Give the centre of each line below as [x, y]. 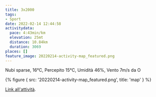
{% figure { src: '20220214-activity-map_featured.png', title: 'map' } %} [78, 80]
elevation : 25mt [26, 38]
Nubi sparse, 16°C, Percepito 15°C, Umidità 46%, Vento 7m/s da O [73, 70]
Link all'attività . [21, 90]
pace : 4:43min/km [28, 33]
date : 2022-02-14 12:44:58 [33, 24]
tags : [11, 14]
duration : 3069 [25, 47]
